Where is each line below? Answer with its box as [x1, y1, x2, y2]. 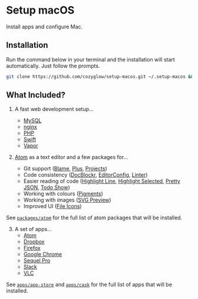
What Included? [6, 90, 66, 100]
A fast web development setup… [14, 106, 94, 113]
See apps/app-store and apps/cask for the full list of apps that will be [6, 281, 173, 288]
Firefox [23, 245, 41, 252]
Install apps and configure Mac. [6, 23, 83, 30]
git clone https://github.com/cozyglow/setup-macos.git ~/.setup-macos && [6, 73, 194, 80]
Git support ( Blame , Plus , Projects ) [23, 165, 107, 172]
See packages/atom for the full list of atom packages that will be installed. [6, 214, 183, 222]
